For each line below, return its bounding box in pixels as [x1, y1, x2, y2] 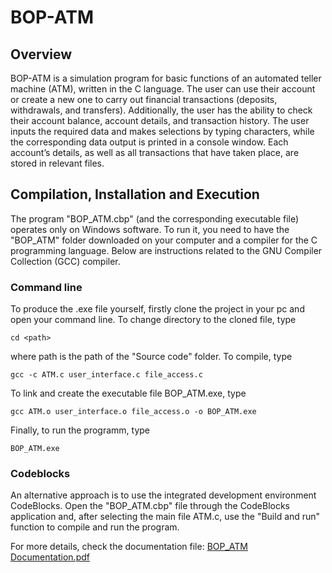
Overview [10, 46, 73, 63]
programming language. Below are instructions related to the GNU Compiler [10, 244, 323, 256]
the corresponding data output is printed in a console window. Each [10, 136, 289, 148]
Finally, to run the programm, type [10, 424, 151, 436]
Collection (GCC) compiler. [10, 255, 121, 267]
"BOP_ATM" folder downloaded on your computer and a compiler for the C [10, 234, 318, 246]
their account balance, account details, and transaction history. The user [10, 115, 310, 126]
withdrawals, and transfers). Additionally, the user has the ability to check [10, 104, 313, 116]
